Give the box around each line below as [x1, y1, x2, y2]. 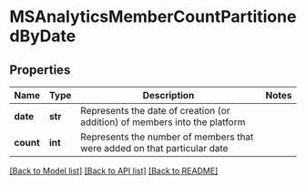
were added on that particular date [80, 142, 229, 154]
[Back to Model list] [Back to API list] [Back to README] [9, 166, 219, 176]
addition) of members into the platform [80, 116, 246, 128]
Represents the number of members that [80, 130, 254, 143]
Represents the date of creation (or [80, 105, 230, 117]
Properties [9, 62, 71, 77]
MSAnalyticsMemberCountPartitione [9, 6, 297, 27]
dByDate [9, 26, 76, 46]
